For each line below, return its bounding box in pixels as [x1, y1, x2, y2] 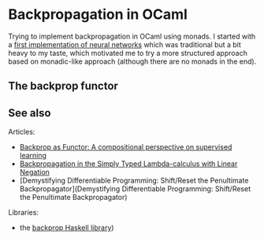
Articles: [8, 127, 35, 137]
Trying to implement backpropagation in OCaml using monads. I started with [8, 31, 256, 41]
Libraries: [8, 208, 39, 217]
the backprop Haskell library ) [19, 223, 114, 233]
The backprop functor [8, 79, 118, 93]
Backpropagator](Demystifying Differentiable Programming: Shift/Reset [19, 184, 251, 194]
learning [19, 151, 47, 161]
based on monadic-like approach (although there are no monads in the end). [8, 57, 257, 66]
